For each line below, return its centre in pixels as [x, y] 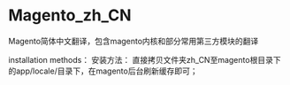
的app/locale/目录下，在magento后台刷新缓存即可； [103, 71]
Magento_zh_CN [70, 15]
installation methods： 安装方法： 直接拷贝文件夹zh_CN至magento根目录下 [145, 59]
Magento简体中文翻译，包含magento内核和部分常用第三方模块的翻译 [134, 41]
